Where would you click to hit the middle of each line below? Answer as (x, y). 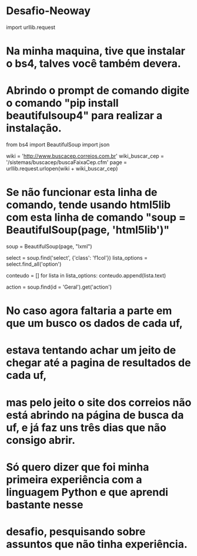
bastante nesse (45, 504)
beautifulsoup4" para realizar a (84, 116)
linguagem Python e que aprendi (87, 492)
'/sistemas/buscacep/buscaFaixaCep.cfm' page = (67, 162)
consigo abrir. (41, 440)
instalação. (34, 128)
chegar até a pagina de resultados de (98, 363)
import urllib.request (31, 27)
